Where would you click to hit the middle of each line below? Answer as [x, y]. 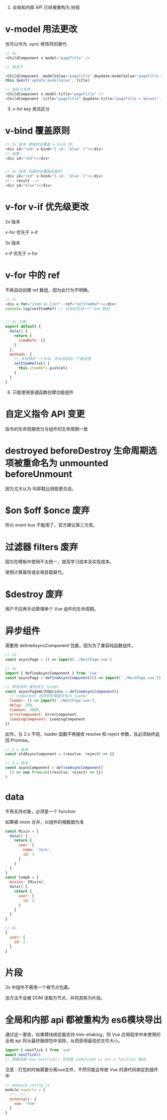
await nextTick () [23, 1055]
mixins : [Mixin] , [28, 882]
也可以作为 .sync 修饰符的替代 [36, 44]
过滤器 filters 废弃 [42, 547]
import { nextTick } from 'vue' [39, 1050]
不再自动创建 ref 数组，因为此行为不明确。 [48, 290]
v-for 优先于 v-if [22, 232]
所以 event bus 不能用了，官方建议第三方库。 [51, 525]
